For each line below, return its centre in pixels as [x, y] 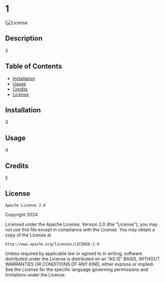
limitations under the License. [35, 274]
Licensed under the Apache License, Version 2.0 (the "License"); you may [81, 224]
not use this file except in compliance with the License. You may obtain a [80, 229]
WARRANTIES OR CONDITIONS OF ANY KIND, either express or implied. [79, 264]
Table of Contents [34, 66]
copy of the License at [28, 235]
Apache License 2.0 [25, 205]
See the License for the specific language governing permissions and [77, 269]
